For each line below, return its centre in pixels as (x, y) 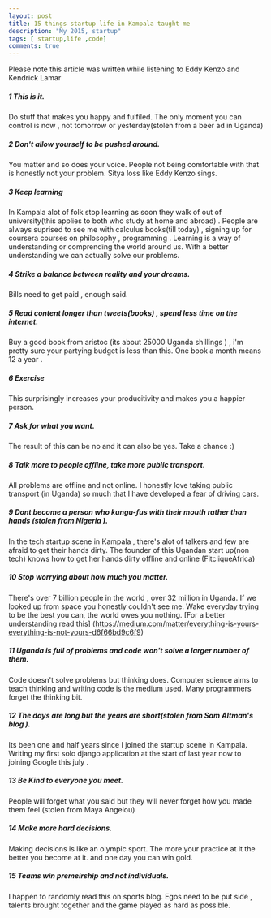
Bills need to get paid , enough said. (68, 294)
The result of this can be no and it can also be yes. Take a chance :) (122, 446)
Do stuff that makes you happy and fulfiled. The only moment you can (125, 117)
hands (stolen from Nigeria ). (58, 521)
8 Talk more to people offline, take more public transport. (107, 464)
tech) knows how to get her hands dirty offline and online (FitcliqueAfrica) (132, 558)
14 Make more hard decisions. (60, 828)
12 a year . (26, 359)
